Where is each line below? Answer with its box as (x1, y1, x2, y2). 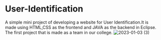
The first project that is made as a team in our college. (5, 29, 113, 35)
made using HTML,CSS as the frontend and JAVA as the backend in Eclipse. (5, 24, 156, 30)
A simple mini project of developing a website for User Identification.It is (5, 19, 149, 25)
